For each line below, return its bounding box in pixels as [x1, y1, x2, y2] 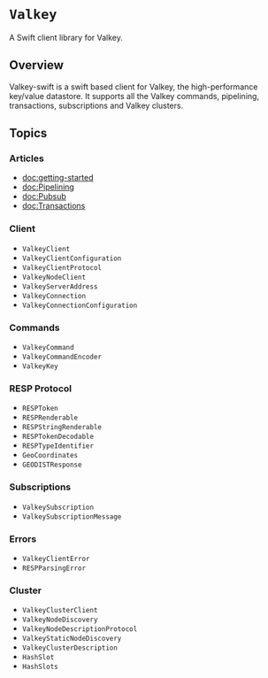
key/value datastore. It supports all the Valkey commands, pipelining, [9, 90, 259, 101]
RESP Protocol [9, 382, 73, 395]
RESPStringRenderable [21, 423, 102, 432]
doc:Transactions [21, 201, 86, 212]
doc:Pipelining [21, 181, 75, 192]
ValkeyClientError [21, 554, 90, 563]
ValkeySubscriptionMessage [21, 512, 122, 521]
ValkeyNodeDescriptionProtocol [21, 625, 138, 634]
